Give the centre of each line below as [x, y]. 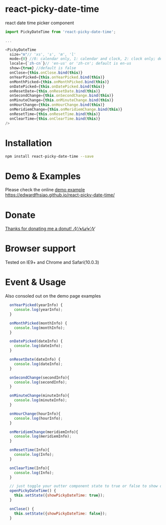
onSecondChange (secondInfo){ [40, 377]
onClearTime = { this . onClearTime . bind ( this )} [55, 119]
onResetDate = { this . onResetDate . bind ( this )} [55, 91]
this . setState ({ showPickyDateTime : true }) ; [60, 495]
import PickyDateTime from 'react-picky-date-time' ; [61, 32]
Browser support [41, 249]
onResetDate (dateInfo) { [35, 359]
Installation [29, 143]
